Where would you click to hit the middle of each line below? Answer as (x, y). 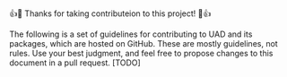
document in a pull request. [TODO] (75, 63)
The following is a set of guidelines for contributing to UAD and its (131, 34)
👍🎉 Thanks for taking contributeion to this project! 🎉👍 (110, 13)
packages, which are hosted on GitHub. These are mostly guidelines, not (143, 43)
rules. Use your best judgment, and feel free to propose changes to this (141, 53)
